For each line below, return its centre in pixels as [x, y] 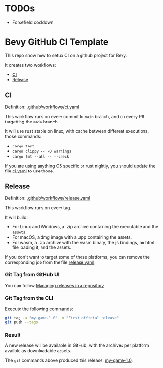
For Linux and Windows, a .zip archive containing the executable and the [85, 226]
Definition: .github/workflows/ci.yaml [42, 107]
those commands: [23, 136]
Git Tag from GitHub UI [32, 275]
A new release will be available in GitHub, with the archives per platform [77, 345]
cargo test [23, 146]
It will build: [17, 217]
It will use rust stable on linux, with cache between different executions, [77, 131]
